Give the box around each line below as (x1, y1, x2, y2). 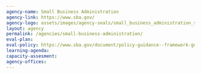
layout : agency (6, 25, 44, 32)
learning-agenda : (6, 48, 50, 54)
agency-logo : (6, 20, 39, 26)
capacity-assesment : (6, 53, 58, 59)
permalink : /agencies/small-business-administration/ (6, 31, 144, 37)
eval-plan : (6, 36, 33, 42)
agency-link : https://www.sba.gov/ (6, 14, 95, 20)
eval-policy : (6, 42, 39, 48)
